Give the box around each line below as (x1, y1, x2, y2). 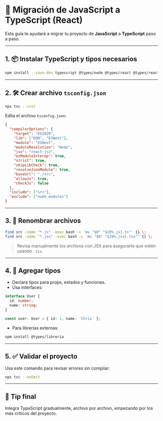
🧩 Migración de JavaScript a (5, 4, 120, 16)
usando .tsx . (16, 248, 44, 254)
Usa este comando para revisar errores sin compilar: (5, 365, 110, 371)
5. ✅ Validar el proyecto (5, 352, 78, 360)
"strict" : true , (14, 158, 47, 163)
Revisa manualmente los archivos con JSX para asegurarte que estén (16, 243, 156, 249)
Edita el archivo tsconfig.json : (5, 113, 66, 119)
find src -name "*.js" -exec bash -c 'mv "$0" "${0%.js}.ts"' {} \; (5, 230, 147, 234)
